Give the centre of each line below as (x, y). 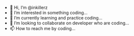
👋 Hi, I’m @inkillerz (29, 8)
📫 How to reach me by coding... (42, 28)
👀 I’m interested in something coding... (49, 13)
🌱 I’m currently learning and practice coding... (56, 18)
